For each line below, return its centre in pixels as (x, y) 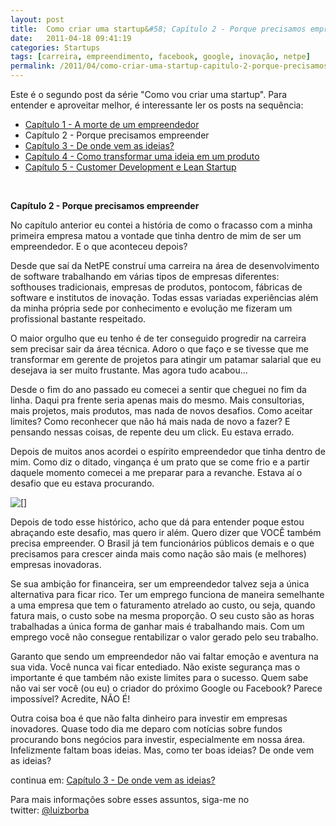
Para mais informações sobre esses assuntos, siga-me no (130, 799)
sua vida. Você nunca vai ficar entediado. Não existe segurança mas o (155, 667)
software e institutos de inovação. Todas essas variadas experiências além (164, 297)
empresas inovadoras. (56, 564)
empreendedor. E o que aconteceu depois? (99, 246)
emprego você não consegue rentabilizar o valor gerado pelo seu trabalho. (164, 637)
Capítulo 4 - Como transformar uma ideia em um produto (142, 156)
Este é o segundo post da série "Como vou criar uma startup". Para (149, 94)
